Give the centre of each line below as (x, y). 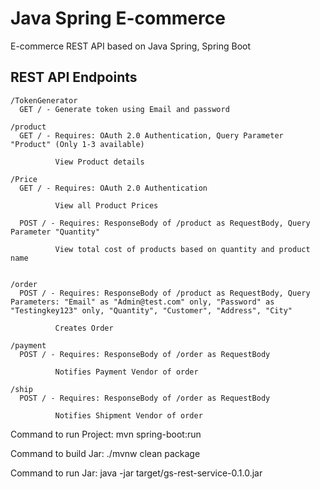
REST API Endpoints (74, 77)
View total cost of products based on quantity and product (182, 249)
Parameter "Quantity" (55, 232)
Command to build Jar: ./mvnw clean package (105, 453)
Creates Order (84, 328)
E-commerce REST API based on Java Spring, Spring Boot (131, 46)
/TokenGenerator (44, 100)
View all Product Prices (106, 205)
